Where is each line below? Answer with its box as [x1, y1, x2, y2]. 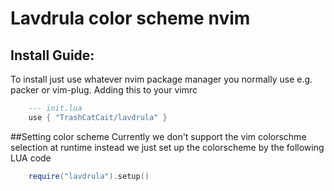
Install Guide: [10, 47, 95, 64]
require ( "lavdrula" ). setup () [28, 171, 150, 181]
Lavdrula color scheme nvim [10, 7, 251, 30]
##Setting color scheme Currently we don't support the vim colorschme [10, 130, 307, 142]
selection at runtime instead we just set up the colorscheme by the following [10, 141, 325, 153]
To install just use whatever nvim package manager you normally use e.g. [10, 73, 313, 85]
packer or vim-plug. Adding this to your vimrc [10, 84, 198, 96]
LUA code [10, 152, 52, 164]
